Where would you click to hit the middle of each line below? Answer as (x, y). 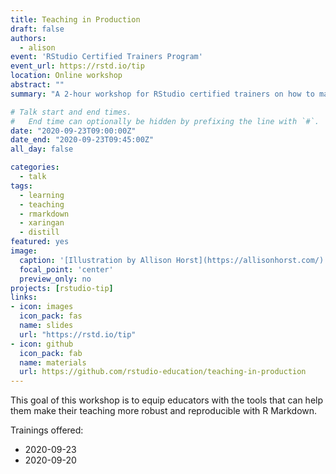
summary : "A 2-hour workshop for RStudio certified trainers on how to (162, 94)
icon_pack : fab (51, 353)
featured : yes (40, 242)
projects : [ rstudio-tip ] (62, 288)
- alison (37, 47)
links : (24, 297)
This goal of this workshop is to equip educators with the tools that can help (167, 400)
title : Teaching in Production (75, 19)
